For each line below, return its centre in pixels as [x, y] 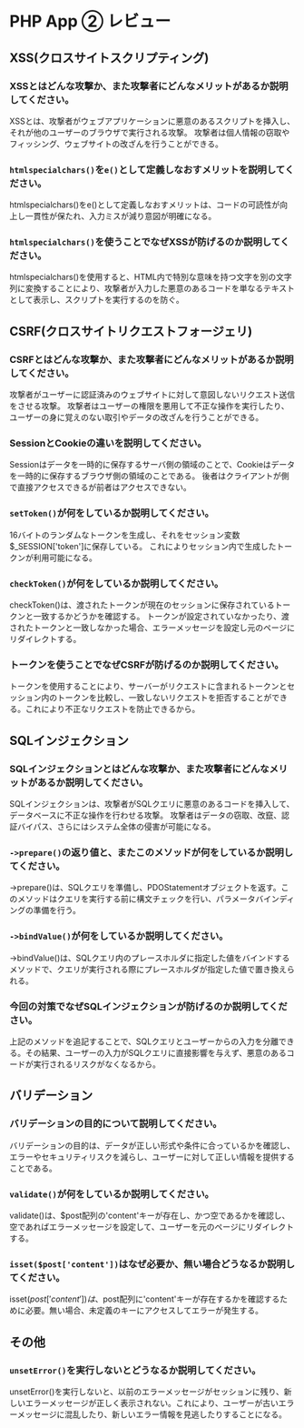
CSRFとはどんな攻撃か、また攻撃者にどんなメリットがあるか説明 [152, 359]
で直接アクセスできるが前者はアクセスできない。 [101, 488]
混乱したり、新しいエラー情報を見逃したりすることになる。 [176, 1414]
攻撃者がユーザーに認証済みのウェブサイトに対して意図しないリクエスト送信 [152, 395]
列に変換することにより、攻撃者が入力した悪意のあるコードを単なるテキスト [152, 288]
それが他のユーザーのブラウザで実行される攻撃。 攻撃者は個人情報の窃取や [150, 132]
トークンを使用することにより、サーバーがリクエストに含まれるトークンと [148, 687]
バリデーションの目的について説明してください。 [116, 1124]
